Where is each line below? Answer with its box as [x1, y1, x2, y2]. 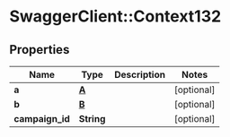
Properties [9, 42, 70, 57]
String [78, 113, 106, 124]
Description [114, 69, 166, 81]
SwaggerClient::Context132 [9, 6, 222, 27]
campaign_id [13, 113, 70, 124]
